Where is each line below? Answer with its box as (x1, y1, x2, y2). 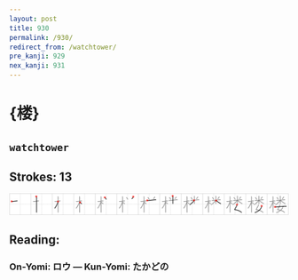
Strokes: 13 (9, 169, 73, 184)
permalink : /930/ (9, 33, 74, 42)
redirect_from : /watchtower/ (9, 43, 117, 52)
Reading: (9, 232, 60, 248)
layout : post (9, 14, 58, 23)
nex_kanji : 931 (9, 61, 66, 70)
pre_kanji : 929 (9, 52, 66, 61)
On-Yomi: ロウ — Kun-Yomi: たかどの (9, 260, 169, 273)
